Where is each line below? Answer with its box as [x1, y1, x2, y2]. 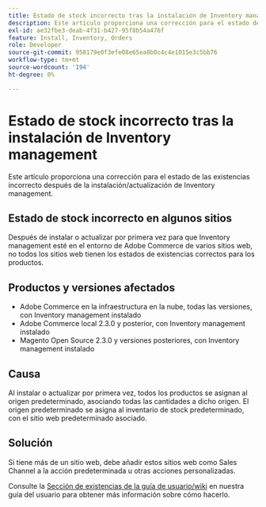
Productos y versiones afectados [8, 281, 176, 294]
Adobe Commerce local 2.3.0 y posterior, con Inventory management [19, 319, 245, 328]
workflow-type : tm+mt [8, 56, 80, 64]
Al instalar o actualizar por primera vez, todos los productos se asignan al [8, 388, 248, 398]
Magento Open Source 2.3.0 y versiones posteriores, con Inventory [19, 336, 240, 345]
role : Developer [8, 41, 62, 49]
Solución [8, 436, 53, 450]
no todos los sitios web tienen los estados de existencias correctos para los [8, 249, 255, 259]
